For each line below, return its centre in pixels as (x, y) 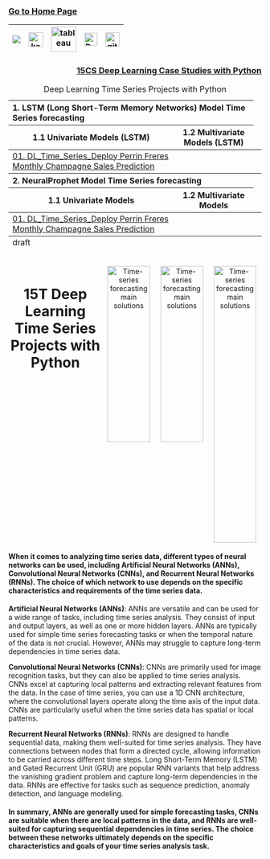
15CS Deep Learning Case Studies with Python (169, 71)
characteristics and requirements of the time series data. (106, 591)
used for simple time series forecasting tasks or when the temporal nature (131, 634)
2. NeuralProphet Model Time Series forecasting (107, 180)
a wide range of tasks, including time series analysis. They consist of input (132, 617)
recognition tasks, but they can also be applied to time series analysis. (125, 675)
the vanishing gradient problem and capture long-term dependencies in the (133, 776)
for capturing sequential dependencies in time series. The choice (142, 829)
